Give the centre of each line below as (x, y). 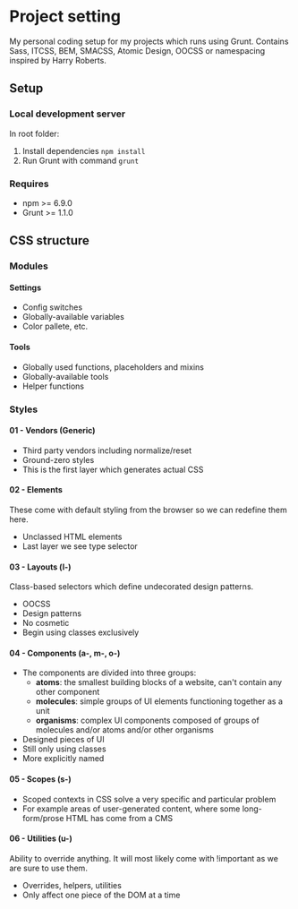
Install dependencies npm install (84, 150)
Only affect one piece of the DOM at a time (101, 895)
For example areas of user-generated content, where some (131, 809)
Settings (26, 287)
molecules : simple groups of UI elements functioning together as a (159, 701)
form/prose (43, 818)
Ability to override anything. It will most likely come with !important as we (144, 858)
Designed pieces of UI (63, 740)
